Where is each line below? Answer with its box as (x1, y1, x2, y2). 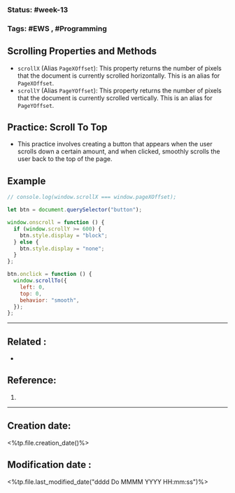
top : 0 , (20, 290, 42, 297)
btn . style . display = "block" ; (20, 232, 108, 239)
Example (7, 175, 46, 187)
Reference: (7, 375, 57, 387)
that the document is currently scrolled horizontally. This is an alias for (17, 71, 220, 80)
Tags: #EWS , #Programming (7, 23, 107, 33)
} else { (13, 238, 39, 246)
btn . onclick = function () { (7, 271, 92, 278)
